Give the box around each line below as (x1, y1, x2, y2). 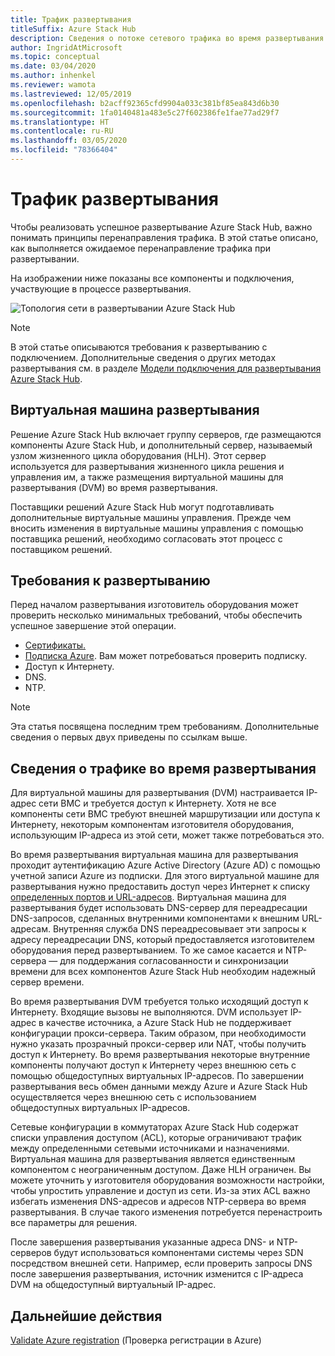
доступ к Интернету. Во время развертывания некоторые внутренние (10, 1049, 311, 1061)
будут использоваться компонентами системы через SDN (53, 1247, 304, 1259)
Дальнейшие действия (10, 1307, 163, 1325)
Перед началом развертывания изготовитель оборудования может (10, 599, 299, 611)
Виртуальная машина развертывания (10, 402, 260, 419)
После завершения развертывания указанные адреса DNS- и (10, 1236, 275, 1248)
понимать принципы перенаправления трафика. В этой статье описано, (10, 231, 319, 243)
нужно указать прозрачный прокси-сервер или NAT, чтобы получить (10, 1038, 307, 1050)
